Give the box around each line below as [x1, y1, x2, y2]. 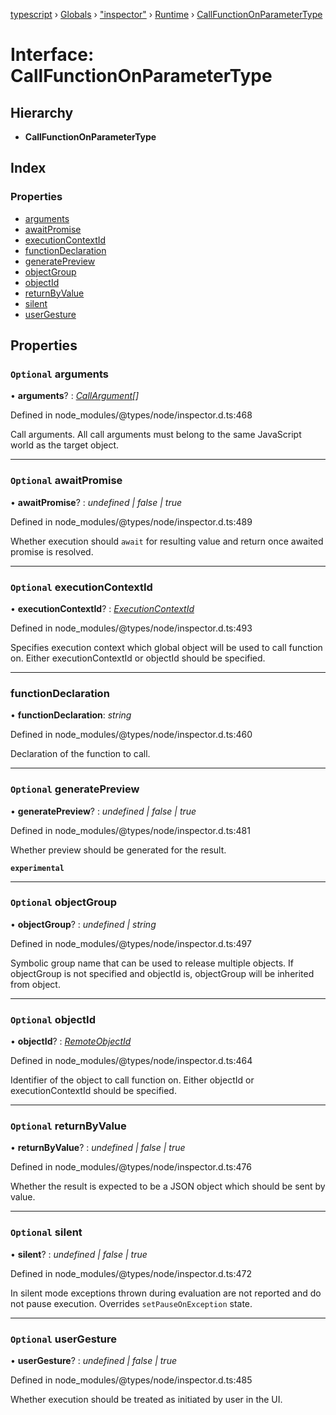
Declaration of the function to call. [10, 748, 151, 760]
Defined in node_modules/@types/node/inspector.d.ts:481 [10, 824, 251, 836]
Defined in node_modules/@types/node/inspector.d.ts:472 [10, 1267, 253, 1279]
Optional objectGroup [10, 895, 118, 909]
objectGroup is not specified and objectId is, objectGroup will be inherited [10, 967, 315, 979]
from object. [10, 978, 61, 990]
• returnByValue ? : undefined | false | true [10, 1142, 186, 1154]
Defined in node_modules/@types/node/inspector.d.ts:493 [10, 622, 253, 634]
